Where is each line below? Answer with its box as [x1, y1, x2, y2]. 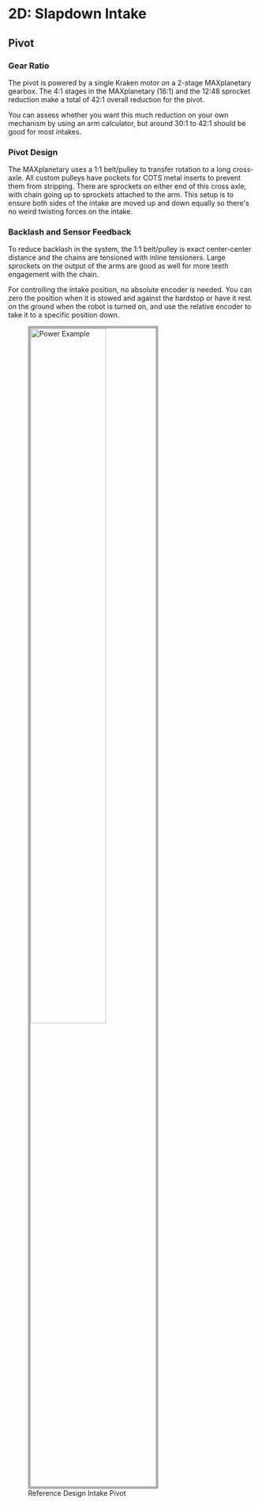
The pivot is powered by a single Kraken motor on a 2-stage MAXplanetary [8, 78, 252, 87]
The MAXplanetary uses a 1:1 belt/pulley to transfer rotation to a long [8, 165, 231, 174]
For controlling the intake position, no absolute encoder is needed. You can [8, 285, 253, 295]
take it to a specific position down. [8, 310, 120, 320]
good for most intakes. [8, 127, 81, 136]
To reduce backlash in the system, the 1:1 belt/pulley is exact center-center [8, 245, 252, 254]
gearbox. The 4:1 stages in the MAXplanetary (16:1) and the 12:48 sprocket [8, 86, 251, 96]
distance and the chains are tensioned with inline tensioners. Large [8, 253, 226, 262]
